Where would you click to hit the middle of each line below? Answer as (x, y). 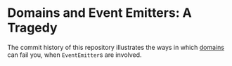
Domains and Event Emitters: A (99, 13)
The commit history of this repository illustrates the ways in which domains (116, 47)
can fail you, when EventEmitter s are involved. (75, 55)
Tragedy (32, 28)
